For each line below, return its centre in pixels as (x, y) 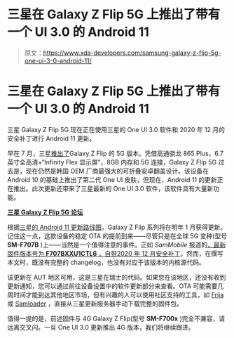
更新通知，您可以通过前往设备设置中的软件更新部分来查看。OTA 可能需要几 (116, 286)
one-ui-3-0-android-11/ (58, 60)
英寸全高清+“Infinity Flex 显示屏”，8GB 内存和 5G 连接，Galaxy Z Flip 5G (112, 162)
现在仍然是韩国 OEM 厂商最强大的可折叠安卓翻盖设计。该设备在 (117, 171)
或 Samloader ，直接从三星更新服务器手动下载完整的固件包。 (95, 304)
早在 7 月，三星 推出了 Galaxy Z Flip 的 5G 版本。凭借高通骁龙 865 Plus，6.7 (116, 153)
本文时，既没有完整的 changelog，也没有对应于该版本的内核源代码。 (106, 262)
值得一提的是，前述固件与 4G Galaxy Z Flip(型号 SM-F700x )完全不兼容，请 (116, 318)
